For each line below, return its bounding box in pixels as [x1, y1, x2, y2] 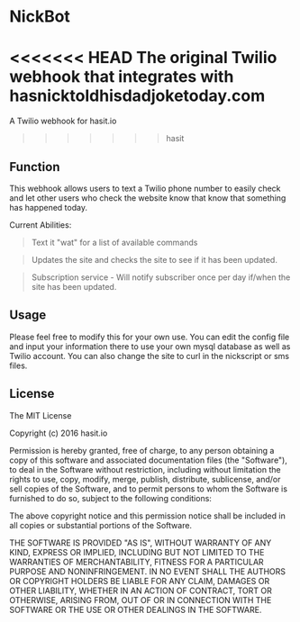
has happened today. [9, 202, 88, 212]
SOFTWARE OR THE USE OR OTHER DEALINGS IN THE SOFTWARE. [9, 604, 262, 615]
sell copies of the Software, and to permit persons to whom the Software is [9, 483, 288, 494]
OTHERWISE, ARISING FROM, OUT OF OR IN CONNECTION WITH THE [9, 594, 272, 605]
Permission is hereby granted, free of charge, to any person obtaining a [9, 445, 275, 455]
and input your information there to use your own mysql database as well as [9, 340, 291, 352]
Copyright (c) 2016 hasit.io [9, 428, 108, 438]
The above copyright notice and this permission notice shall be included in [9, 510, 286, 521]
